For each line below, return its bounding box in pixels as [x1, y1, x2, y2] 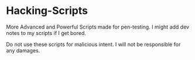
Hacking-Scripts [6, 4, 88, 17]
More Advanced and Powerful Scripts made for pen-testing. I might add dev [6, 23, 189, 30]
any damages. [6, 47, 40, 54]
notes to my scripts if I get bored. [6, 29, 87, 36]
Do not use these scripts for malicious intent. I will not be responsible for [6, 41, 181, 48]
